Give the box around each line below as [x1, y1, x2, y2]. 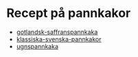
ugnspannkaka [16, 42, 59, 50]
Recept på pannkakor [6, 5, 131, 21]
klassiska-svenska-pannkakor [16, 35, 102, 43]
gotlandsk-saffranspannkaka [16, 28, 98, 36]
